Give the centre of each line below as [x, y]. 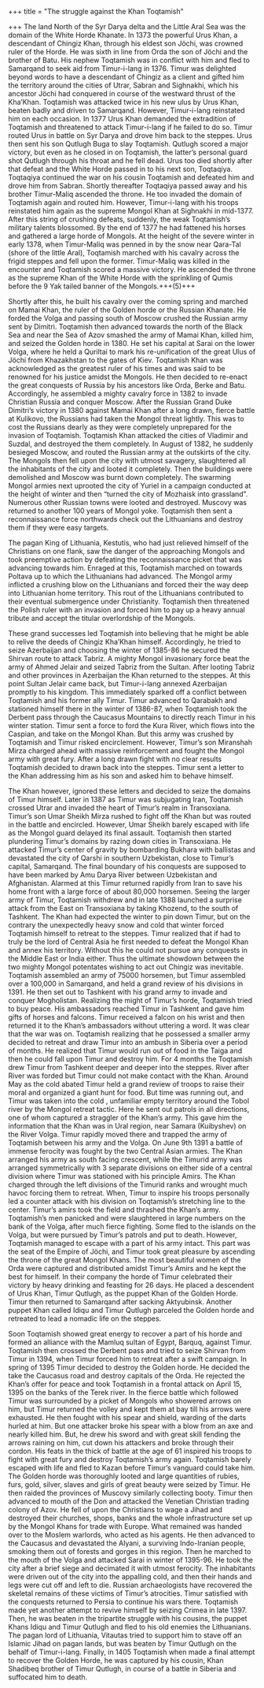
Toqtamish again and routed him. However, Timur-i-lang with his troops [123, 203]
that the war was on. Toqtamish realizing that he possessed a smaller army [129, 1034]
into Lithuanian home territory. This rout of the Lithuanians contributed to [126, 593]
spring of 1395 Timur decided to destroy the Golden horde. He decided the [129, 1367]
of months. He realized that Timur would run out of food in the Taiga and [125, 1050]
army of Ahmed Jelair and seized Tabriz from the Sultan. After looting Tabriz [132, 667]
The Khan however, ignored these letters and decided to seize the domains [130, 791]
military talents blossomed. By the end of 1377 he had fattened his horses [127, 227]
